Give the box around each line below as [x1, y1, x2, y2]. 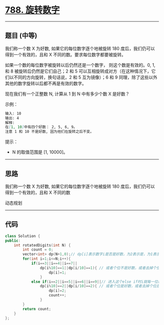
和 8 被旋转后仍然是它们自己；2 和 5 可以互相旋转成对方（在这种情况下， [5, 68, 152, 74]
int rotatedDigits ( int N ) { [14, 243, 71, 248]
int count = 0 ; [22, 247, 54, 252]
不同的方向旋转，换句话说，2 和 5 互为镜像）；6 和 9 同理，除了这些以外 [13, 74, 158, 80]
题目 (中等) [5, 31, 38, 40]
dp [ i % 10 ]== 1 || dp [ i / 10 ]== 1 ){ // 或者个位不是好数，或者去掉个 [40, 265, 157, 270]
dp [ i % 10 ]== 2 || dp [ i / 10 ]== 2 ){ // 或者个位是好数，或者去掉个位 [40, 284, 157, 289]
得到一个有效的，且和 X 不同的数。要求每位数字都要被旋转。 [5, 51, 126, 57]
